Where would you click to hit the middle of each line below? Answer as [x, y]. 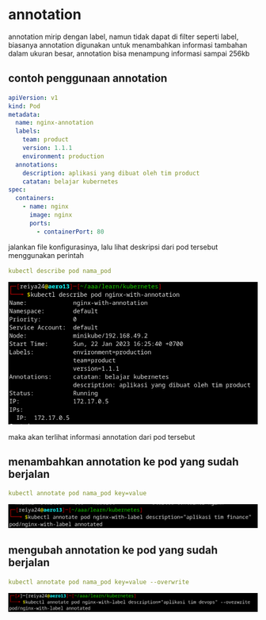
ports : [40, 223]
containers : [35, 198]
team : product [46, 140]
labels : [28, 131]
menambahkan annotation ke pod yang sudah [123, 462]
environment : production [63, 156]
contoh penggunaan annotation [88, 78]
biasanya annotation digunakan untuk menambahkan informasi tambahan [128, 44]
